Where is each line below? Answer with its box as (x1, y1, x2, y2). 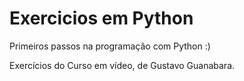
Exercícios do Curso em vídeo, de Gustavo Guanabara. (9, 59, 236, 71)
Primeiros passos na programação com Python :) (9, 40, 211, 52)
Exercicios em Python (9, 7, 194, 30)
